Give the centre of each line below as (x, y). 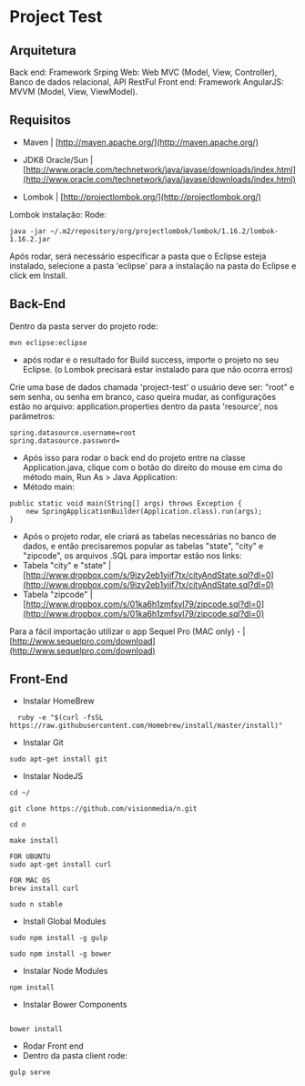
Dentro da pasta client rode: (75, 1056)
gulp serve (30, 1072)
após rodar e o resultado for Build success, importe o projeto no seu (151, 359)
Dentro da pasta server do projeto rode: (84, 326)
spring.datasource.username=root (73, 433)
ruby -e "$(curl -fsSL (61, 718)
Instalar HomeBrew (58, 701)
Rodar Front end (53, 1046)
